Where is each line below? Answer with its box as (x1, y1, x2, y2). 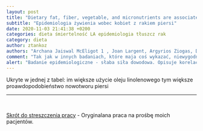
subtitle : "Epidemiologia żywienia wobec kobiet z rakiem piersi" (6, 20, 177, 26)
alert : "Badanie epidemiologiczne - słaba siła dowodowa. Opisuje (6, 59, 177, 65)
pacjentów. (6, 118, 34, 125)
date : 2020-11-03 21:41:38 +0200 (6, 25, 91, 32)
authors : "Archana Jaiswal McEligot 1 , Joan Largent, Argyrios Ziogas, (6, 48, 193, 54)
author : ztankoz (6, 43, 47, 49)
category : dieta (6, 37, 47, 43)
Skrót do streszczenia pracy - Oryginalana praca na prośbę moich (6, 111, 170, 118)
